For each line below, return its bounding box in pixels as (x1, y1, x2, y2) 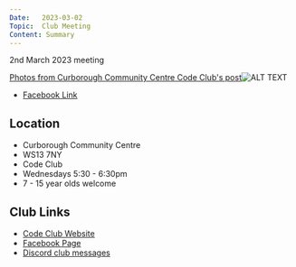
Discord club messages (22, 247, 111, 258)
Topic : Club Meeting (9, 22, 91, 31)
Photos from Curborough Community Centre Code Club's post (9, 72, 243, 83)
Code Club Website (22, 228, 95, 239)
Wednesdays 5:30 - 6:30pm (22, 169, 129, 180)
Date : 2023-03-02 (9, 13, 83, 23)
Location (9, 115, 61, 131)
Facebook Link (22, 89, 78, 100)
